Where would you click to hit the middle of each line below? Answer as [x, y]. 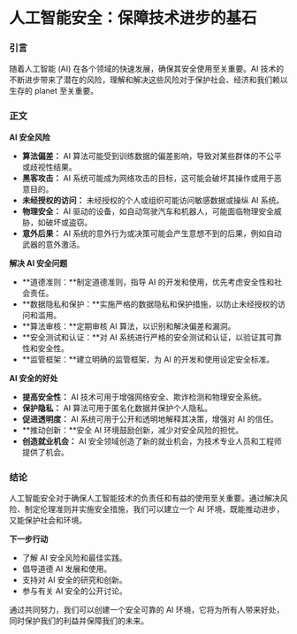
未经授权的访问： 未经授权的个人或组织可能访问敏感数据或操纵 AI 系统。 [153, 200]
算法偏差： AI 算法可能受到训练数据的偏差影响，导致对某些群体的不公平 [152, 156]
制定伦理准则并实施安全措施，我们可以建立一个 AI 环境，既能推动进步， [154, 509]
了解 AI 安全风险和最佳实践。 [75, 558]
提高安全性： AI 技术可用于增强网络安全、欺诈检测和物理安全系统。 [144, 397]
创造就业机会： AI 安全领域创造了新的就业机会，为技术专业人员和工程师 [152, 441]
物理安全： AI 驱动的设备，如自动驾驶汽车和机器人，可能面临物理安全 [148, 211]
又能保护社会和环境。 [48, 520]
